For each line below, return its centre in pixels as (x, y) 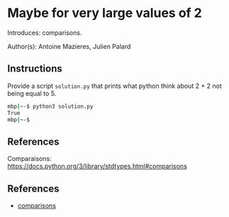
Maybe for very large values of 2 (105, 13)
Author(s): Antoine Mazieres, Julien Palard (69, 46)
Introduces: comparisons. (45, 33)
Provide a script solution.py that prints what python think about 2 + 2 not (114, 86)
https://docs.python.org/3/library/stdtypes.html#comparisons (97, 166)
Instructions (35, 69)
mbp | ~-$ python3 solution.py (50, 106)
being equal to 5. (32, 93)
